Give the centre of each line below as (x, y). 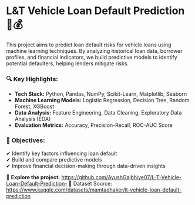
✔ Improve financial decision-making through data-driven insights (86, 166)
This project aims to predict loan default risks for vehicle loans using (89, 45)
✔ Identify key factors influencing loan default (62, 153)
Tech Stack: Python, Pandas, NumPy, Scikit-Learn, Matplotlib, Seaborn (100, 94)
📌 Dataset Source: (90, 183)
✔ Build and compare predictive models (54, 159)
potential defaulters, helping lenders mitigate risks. (68, 63)
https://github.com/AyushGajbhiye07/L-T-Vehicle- (122, 177)
